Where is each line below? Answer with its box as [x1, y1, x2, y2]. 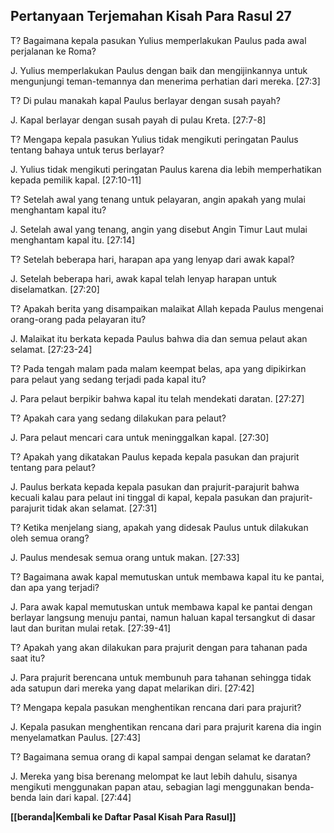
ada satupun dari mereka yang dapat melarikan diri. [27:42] [10, 682, 255, 694]
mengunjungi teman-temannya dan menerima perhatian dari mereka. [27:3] [10, 75, 321, 87]
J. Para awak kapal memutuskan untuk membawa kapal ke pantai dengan [10, 600, 313, 613]
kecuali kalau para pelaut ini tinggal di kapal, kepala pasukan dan [10, 491, 278, 503]
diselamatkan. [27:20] [10, 283, 100, 295]
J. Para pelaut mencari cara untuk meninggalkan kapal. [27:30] [10, 431, 270, 443]
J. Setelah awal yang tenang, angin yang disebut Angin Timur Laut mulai [10, 223, 308, 235]
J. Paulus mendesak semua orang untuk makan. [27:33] [10, 551, 240, 563]
